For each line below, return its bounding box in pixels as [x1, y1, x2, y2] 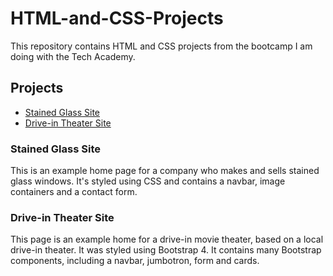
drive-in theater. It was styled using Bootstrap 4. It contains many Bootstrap [10, 244, 322, 256]
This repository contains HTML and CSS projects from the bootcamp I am [10, 40, 313, 52]
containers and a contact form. [10, 186, 138, 198]
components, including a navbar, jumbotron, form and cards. [10, 255, 260, 267]
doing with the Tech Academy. [10, 50, 136, 62]
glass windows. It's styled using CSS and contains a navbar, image [10, 175, 286, 187]
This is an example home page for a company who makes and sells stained [10, 165, 320, 177]
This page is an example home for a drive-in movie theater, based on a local [10, 233, 324, 246]
